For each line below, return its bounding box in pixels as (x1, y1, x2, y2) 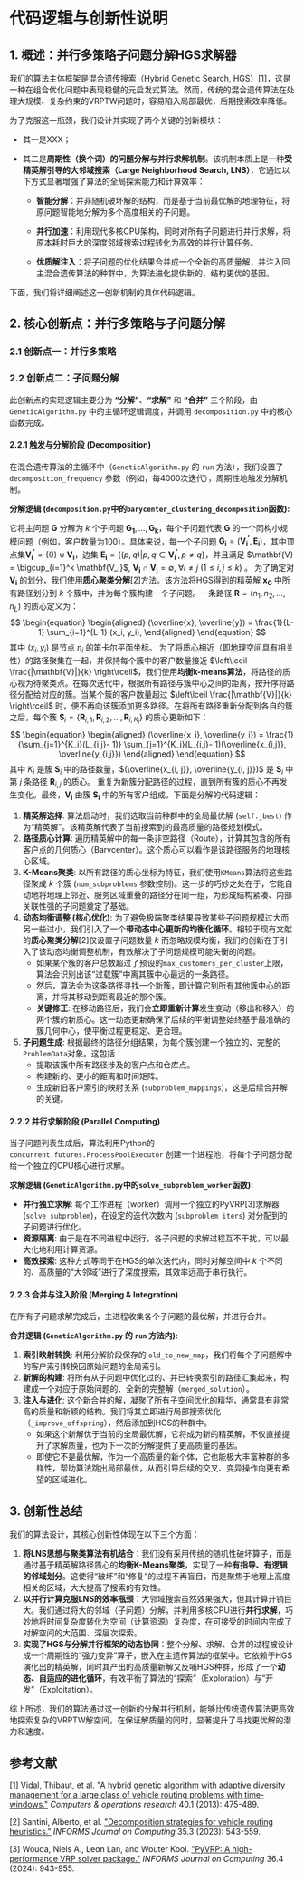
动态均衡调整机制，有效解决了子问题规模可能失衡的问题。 (46, 946, 261, 957)
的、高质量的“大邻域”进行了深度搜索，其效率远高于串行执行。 (22, 1267, 252, 1278)
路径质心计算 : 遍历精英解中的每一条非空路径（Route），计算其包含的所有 (22, 833, 291, 844)
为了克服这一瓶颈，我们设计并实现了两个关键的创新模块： (9, 115, 223, 125)
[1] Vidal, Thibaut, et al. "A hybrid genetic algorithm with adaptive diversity (9, 1780, 286, 1790)
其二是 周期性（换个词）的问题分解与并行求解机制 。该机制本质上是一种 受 (22, 153, 292, 164)
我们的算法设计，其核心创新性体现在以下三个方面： (9, 1529, 200, 1540)
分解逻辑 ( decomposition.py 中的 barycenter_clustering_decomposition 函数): (9, 503, 290, 514)
